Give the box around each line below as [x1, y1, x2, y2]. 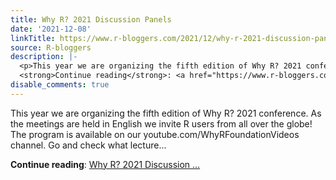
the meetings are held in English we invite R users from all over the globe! [10, 117, 313, 130]
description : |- [10, 52, 78, 62]
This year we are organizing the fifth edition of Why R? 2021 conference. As [10, 107, 322, 119]
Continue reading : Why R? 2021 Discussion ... [10, 158, 201, 170]
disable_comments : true [10, 80, 110, 90]
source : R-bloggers [10, 42, 92, 53]
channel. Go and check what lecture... [10, 139, 167, 151]
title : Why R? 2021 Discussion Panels [10, 14, 172, 25]
